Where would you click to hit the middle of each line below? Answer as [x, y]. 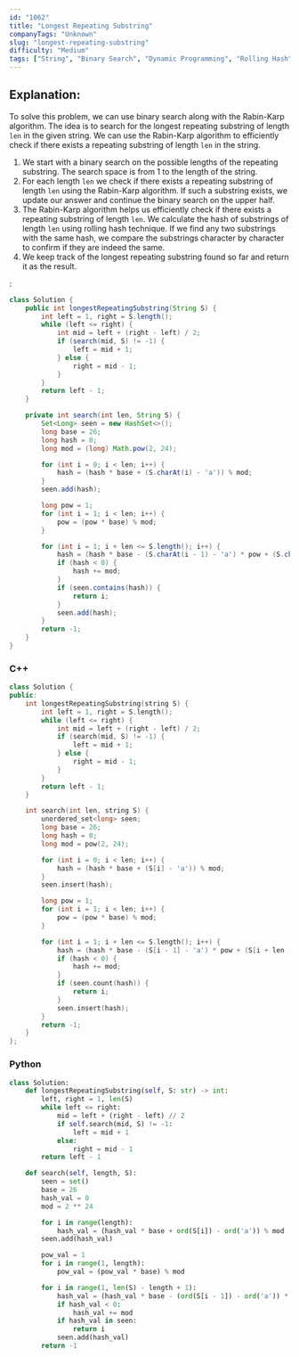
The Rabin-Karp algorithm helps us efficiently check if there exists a [147, 209]
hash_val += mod [103, 1312]
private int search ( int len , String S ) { [103, 415]
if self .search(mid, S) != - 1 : [115, 1124]
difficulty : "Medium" [49, 51]
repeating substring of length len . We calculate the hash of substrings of [155, 218]
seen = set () [65, 1181]
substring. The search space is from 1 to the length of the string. [140, 171]
